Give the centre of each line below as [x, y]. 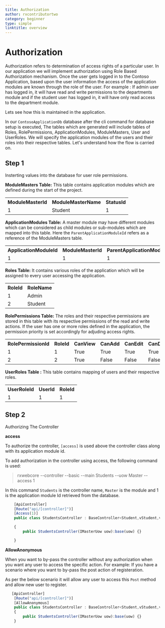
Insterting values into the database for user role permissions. [67, 175]
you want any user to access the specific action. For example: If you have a [81, 564]
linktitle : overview [26, 28]
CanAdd [110, 344]
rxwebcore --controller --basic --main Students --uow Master [80, 475]
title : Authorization [27, 10]
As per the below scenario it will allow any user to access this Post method [81, 579]
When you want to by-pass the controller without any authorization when [79, 559]
